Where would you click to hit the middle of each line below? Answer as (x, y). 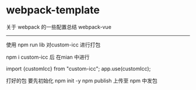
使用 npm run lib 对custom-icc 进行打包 (53, 45)
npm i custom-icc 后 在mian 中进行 (48, 57)
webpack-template (53, 10)
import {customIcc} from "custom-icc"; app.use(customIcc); (78, 69)
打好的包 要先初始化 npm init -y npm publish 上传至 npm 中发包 (82, 80)
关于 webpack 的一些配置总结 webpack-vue (59, 27)
